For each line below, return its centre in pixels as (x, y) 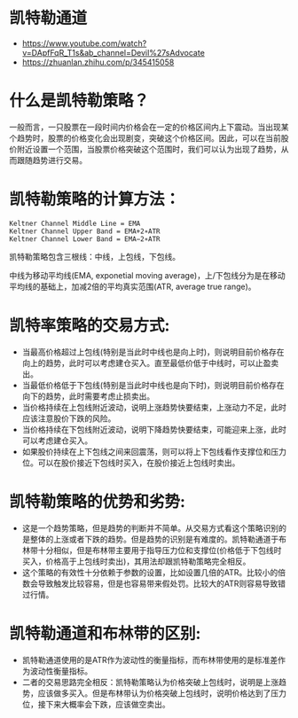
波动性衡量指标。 (61, 671)
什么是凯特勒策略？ (79, 101)
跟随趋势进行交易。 (51, 160)
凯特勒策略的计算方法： (95, 199)
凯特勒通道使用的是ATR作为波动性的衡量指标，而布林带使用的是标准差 (150, 659)
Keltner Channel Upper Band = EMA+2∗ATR (85, 231)
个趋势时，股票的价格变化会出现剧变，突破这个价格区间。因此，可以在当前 (145, 137)
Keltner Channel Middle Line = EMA (75, 223)
